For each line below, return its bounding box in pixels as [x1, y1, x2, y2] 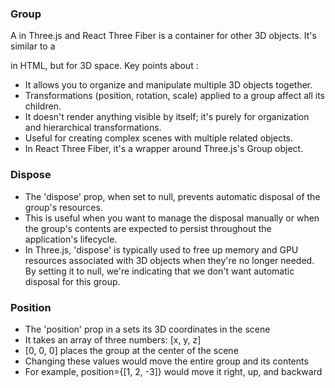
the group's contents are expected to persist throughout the [24, 222, 272, 234]
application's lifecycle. [24, 233, 118, 245]
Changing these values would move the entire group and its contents [24, 355, 309, 367]
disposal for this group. [24, 275, 121, 287]
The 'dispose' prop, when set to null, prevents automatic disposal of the [24, 190, 321, 202]
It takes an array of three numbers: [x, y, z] [24, 333, 202, 346]
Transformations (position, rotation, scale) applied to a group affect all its [24, 90, 326, 102]
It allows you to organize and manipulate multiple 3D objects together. [24, 79, 313, 91]
